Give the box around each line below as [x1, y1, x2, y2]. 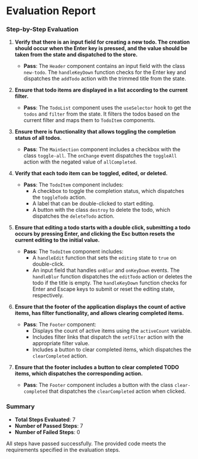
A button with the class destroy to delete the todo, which [32, 206, 170, 214]
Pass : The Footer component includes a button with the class [23, 382, 173, 389]
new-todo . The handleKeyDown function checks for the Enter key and [23, 69, 186, 76]
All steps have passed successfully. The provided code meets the [6, 440, 167, 447]
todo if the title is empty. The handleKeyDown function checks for [32, 279, 187, 287]
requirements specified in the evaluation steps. [6, 446, 121, 453]
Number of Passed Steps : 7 [14, 422, 83, 429]
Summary [6, 402, 35, 411]
